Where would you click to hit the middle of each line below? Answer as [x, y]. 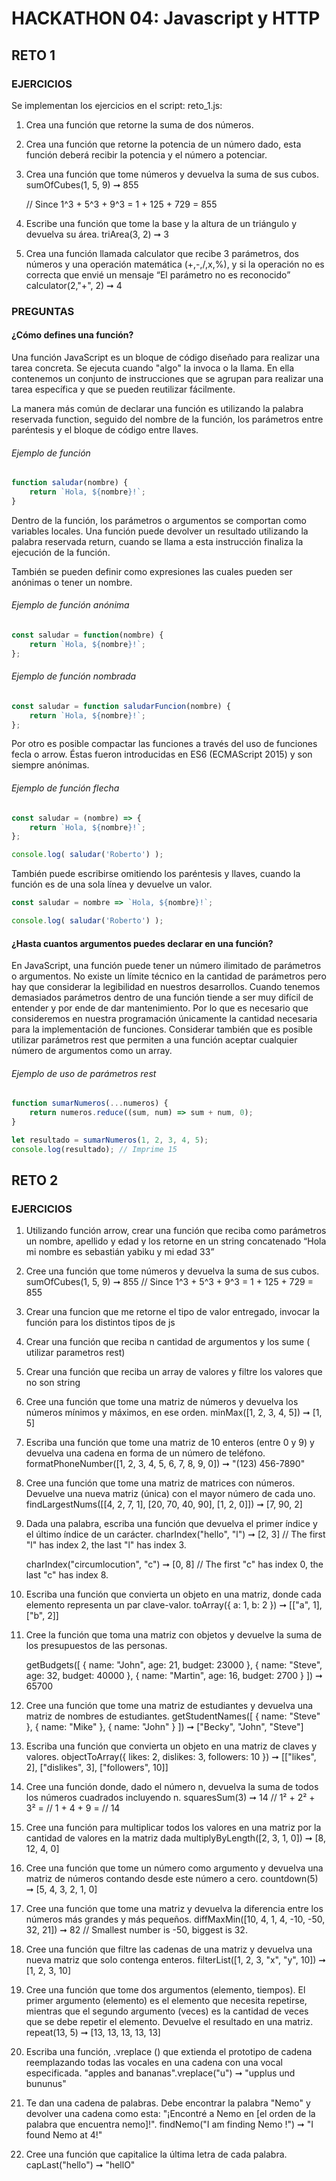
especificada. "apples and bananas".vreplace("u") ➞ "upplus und [160, 2073]
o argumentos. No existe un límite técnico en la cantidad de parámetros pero [169, 976]
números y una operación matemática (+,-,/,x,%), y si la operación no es [175, 264]
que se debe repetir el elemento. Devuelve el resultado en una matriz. [169, 2022]
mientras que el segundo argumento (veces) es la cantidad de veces [167, 2011]
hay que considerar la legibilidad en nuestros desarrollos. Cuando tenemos [166, 987]
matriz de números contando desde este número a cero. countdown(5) [172, 1879]
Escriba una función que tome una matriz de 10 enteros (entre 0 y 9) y [170, 1443]
